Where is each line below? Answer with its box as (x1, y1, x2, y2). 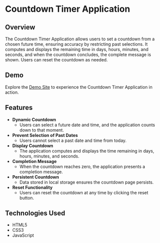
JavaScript (12, 232, 34, 239)
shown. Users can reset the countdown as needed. (5, 57, 108, 62)
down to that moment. (19, 127, 64, 133)
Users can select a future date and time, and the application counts (19, 122, 155, 128)
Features (5, 104, 33, 112)
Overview (5, 23, 36, 31)
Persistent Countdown (12, 174, 59, 180)
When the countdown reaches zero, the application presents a (19, 163, 145, 169)
